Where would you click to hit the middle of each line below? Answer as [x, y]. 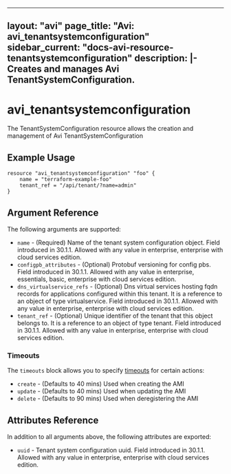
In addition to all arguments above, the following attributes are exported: [109, 437]
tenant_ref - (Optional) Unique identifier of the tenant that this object [115, 316]
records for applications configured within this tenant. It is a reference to [120, 293]
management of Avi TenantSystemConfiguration [75, 136]
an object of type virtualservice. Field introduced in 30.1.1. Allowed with [117, 301]
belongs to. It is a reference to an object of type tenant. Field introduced [119, 323]
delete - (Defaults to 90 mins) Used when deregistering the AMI [108, 399]
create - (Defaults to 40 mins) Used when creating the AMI [100, 384]
